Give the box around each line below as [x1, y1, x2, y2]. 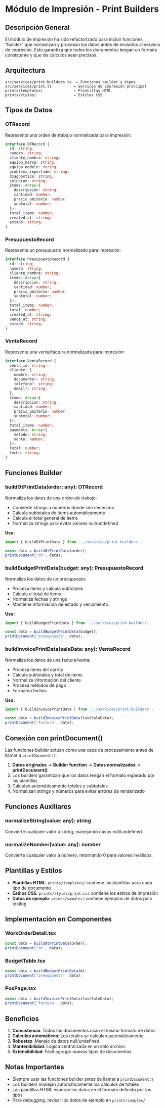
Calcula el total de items [12, 590, 62, 597]
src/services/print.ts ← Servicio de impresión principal [5, 84, 147, 89]
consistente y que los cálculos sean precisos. [5, 52, 98, 58]
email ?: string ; [14, 386, 48, 391]
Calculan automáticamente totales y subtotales [12, 783, 108, 789]
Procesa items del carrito [12, 667, 64, 673]
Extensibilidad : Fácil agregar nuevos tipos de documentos [12, 1049, 132, 1055]
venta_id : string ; [9, 363, 48, 368]
